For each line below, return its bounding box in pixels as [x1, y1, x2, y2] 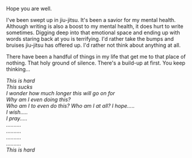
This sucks [6, 83, 33, 91]
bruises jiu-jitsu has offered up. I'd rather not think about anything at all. [6, 41, 181, 49]
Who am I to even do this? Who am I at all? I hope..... [6, 102, 135, 109]
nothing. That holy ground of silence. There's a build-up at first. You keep [6, 59, 185, 66]
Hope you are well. [6, 5, 52, 12]
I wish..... [6, 109, 28, 115]
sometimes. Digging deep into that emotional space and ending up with [6, 29, 180, 36]
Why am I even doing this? [6, 96, 71, 103]
